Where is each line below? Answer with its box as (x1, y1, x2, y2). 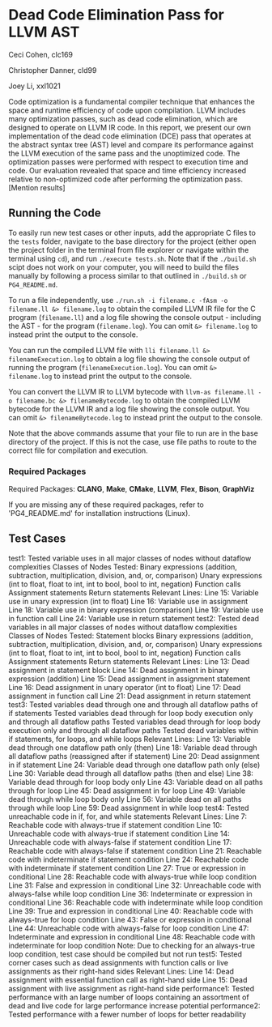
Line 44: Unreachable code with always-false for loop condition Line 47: (8, 923, 249, 933)
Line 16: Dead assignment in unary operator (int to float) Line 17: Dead (8, 682, 241, 692)
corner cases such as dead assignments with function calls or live (8, 957, 229, 967)
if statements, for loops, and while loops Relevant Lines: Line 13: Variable (8, 734, 251, 744)
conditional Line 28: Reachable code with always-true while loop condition (8, 871, 257, 881)
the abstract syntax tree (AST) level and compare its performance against (8, 139, 254, 149)
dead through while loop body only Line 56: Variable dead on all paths (8, 794, 242, 803)
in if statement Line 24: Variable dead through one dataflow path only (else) (8, 760, 261, 769)
